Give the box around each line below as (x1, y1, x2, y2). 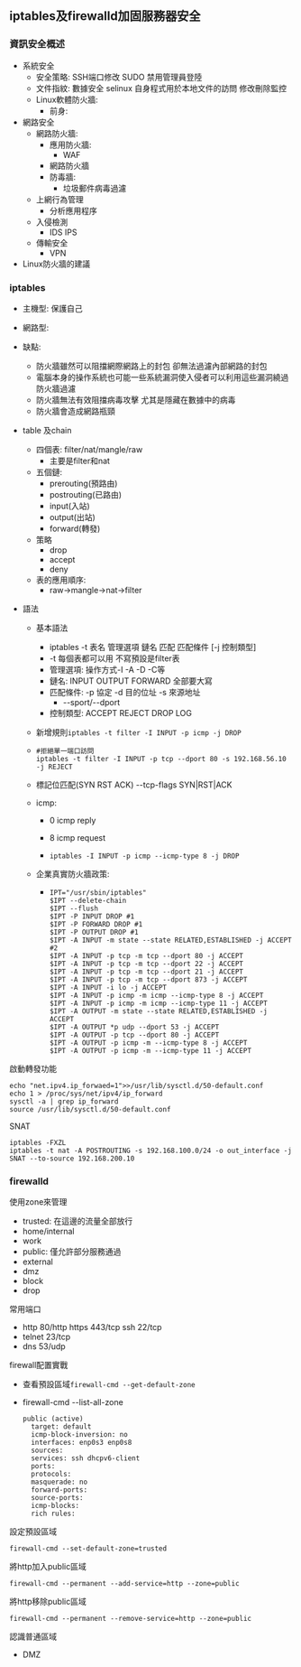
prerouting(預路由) (49, 478, 118, 489)
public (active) (22, 1414, 84, 1424)
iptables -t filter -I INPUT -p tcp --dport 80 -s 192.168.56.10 (35, 754, 287, 763)
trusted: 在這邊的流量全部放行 (22, 1215, 133, 1226)
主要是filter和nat (49, 455, 111, 466)
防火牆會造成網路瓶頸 (35, 405, 115, 416)
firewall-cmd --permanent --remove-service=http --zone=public (9, 1615, 252, 1624)
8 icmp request (49, 832, 106, 843)
